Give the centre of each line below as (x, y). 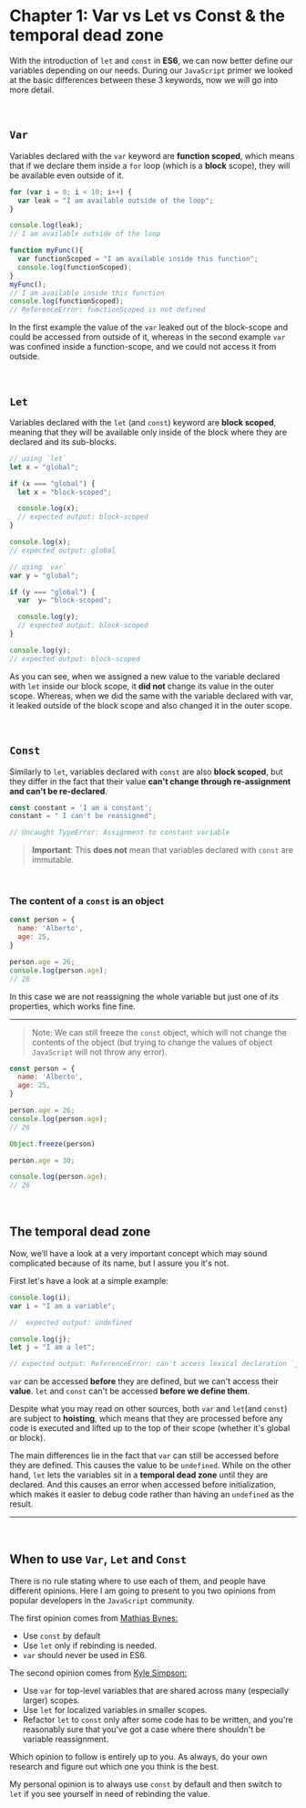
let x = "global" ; (44, 467)
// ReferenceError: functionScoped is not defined (107, 310)
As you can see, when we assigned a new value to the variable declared (145, 676)
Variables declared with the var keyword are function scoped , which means (152, 155)
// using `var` (38, 567)
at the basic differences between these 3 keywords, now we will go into (144, 79)
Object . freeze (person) (52, 1144)
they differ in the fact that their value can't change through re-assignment (150, 781)
